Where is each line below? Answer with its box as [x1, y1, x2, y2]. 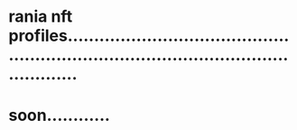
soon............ [8, 106, 110, 125]
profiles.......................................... [8, 25, 290, 46]
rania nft [8, 6, 73, 27]
